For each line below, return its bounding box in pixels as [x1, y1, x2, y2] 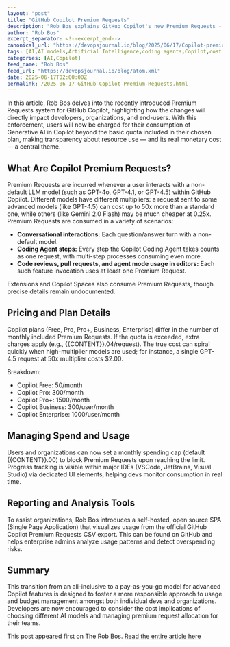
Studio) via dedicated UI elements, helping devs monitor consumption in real [7, 470, 222, 478]
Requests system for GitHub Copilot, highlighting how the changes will [7, 106, 206, 114]
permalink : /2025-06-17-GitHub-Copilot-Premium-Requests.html [7, 80, 188, 87]
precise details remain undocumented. [7, 287, 116, 295]
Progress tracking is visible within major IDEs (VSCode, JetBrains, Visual [7, 463, 212, 471]
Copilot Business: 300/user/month [16, 402, 114, 411]
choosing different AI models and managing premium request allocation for [7, 611, 219, 620]
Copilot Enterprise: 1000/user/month [16, 410, 120, 418]
